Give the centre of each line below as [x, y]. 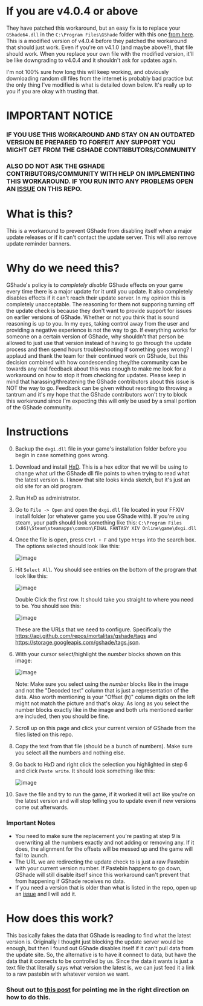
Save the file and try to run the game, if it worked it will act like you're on [105, 794]
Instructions [37, 432]
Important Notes [31, 823]
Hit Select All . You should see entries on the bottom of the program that [106, 569]
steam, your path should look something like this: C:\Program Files [98, 522]
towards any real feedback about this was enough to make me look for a [96, 369]
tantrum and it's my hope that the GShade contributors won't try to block [97, 394]
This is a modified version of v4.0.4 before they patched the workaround [97, 41]
